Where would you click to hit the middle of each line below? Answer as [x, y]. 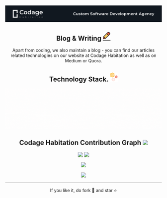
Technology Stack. [79, 79]
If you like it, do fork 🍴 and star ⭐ [83, 190]
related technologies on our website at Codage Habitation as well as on [83, 55]
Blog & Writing [79, 38]
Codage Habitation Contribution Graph [80, 143]
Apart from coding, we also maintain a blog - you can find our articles [83, 50]
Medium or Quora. [83, 61]
